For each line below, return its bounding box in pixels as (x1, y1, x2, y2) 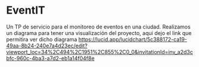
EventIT (6, 4, 46, 17)
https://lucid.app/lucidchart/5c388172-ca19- (78, 36, 188, 43)
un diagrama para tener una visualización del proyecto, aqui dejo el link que (6, 29, 192, 36)
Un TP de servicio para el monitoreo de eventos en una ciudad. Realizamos (6, 23, 191, 30)
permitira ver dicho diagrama (6, 36, 77, 43)
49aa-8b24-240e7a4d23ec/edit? (6, 42, 88, 49)
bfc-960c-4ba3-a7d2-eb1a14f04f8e (6, 55, 95, 62)
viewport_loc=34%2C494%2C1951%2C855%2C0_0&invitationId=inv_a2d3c (6, 48, 194, 55)
